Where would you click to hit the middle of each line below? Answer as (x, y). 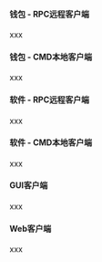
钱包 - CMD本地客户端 (51, 57)
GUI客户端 (29, 185)
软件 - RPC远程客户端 (49, 100)
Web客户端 (31, 228)
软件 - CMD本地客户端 (51, 142)
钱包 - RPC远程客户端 (49, 14)
